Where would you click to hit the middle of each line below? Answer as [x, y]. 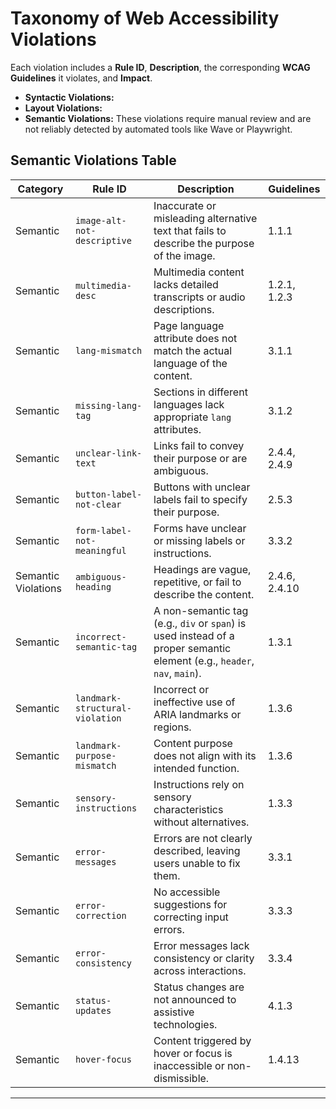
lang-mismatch [108, 350]
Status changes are [199, 987]
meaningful [100, 550]
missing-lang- [108, 405]
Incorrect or [181, 689]
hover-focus [103, 1059]
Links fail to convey [199, 445]
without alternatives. [201, 822]
